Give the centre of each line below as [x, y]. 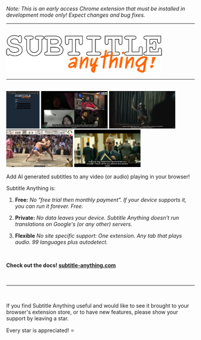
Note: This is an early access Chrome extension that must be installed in [96, 9]
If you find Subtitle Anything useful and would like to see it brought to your [98, 306]
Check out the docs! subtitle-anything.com [61, 265]
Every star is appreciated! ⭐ [40, 330]
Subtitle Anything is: [31, 188]
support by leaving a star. [37, 318]
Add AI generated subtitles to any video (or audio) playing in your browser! [98, 177]
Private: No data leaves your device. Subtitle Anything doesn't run [97, 218]
